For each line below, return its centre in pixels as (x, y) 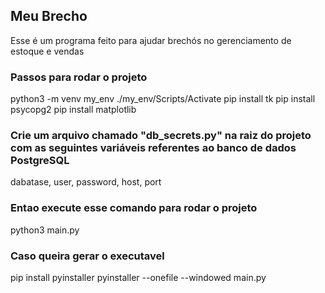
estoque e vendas (47, 51)
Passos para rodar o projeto (79, 77)
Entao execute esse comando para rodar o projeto (134, 208)
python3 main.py (45, 230)
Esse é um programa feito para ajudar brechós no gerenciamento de (151, 40)
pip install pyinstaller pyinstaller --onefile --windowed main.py (138, 277)
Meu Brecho (49, 16)
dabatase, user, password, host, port (86, 182)
